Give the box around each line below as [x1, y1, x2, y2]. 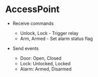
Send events [12, 45, 39, 51]
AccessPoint [5, 4, 60, 15]
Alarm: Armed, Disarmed [20, 66, 72, 72]
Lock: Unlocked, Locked [20, 60, 71, 66]
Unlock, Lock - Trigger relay [20, 30, 79, 36]
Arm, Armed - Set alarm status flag [20, 35, 93, 42]
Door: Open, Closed [20, 55, 62, 61]
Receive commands [12, 20, 54, 26]
